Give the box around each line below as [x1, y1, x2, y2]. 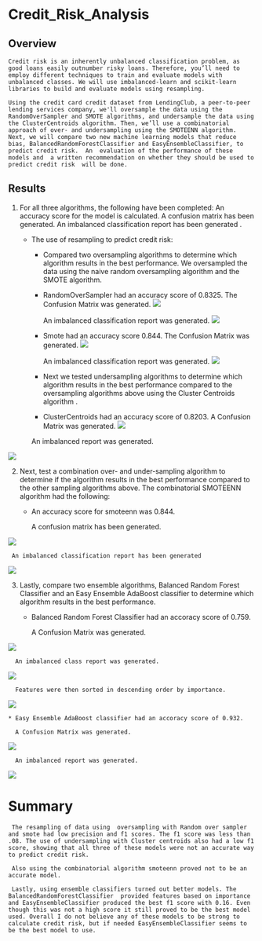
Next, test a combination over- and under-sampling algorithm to [19, 466, 226, 476]
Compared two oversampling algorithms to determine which [42, 250, 238, 259]
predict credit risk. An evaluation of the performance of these [8, 147, 234, 155]
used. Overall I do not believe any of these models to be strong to [8, 913, 241, 921]
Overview [8, 37, 57, 50]
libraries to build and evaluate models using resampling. [8, 85, 206, 93]
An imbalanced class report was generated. [15, 657, 159, 665]
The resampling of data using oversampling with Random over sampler [11, 823, 247, 831]
